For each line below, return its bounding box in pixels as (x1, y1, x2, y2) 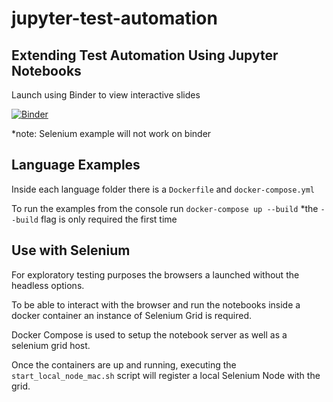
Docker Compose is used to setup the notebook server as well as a (11, 328, 288, 341)
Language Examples (11, 157, 141, 174)
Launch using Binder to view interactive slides (11, 89, 201, 101)
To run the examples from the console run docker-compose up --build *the (11, 202, 319, 214)
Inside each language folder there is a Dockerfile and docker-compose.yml (11, 183, 316, 195)
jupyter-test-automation (11, 7, 218, 30)
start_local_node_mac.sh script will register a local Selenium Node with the (11, 369, 321, 381)
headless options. (11, 279, 85, 291)
